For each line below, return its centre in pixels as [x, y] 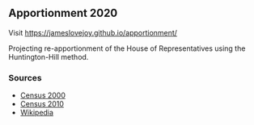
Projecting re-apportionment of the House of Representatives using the [127, 48]
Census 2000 [43, 95]
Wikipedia [37, 113]
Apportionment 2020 [63, 13]
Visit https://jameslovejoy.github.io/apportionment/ [93, 32]
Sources [25, 77]
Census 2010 [42, 104]
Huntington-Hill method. [49, 56]
